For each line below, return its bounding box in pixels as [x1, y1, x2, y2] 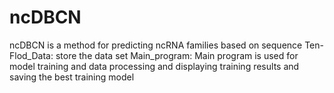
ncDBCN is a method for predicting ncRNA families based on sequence [9, 39, 303, 51]
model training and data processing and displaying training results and [9, 60, 300, 72]
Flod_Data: [9, 49, 54, 61]
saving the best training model [9, 71, 135, 83]
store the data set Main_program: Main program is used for [55, 49, 299, 61]
